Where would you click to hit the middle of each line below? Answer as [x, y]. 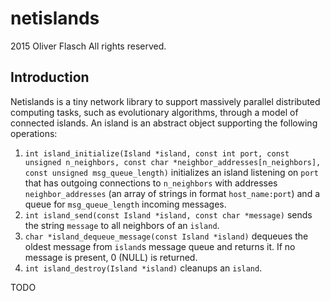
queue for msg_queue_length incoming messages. [125, 204]
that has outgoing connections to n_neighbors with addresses [151, 183]
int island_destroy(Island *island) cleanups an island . [143, 268]
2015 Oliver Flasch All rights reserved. [88, 46]
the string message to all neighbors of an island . [122, 225]
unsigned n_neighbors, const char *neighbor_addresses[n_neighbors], [173, 162]
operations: [34, 133]
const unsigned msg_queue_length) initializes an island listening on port [171, 172]
